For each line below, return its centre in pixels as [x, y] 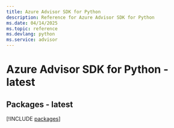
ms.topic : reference [32, 29]
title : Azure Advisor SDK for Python [54, 12]
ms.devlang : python [31, 34]
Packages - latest [40, 104]
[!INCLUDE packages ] [33, 119]
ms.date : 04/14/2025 [32, 23]
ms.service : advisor [32, 40]
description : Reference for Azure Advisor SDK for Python [80, 17]
